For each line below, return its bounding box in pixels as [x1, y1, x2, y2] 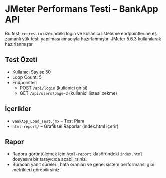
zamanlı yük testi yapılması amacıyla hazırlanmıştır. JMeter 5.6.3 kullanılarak [5, 36, 161, 42]
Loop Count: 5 [12, 74, 42, 80]
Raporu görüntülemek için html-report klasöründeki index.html [12, 151, 143, 157]
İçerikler [5, 105, 32, 113]
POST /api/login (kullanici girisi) [19, 85, 88, 91]
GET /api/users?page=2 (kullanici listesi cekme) [19, 90, 117, 96]
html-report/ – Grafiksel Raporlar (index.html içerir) [12, 123, 119, 129]
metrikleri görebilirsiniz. [12, 167, 61, 173]
